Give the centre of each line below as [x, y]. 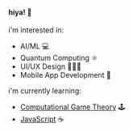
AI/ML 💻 [35, 46]
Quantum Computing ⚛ [59, 58]
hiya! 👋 [20, 12]
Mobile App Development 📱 [65, 75]
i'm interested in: [36, 30]
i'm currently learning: [45, 91]
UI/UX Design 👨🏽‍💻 [51, 66]
